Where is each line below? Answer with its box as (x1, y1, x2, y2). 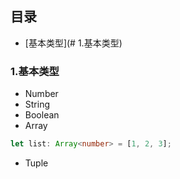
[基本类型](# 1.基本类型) (24, 37, 123, 49)
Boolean (24, 109, 60, 121)
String (24, 98, 51, 111)
